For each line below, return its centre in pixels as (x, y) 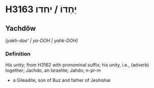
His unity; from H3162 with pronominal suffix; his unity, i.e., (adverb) (77, 65)
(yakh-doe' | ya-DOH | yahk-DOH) (42, 40)
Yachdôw (21, 28)
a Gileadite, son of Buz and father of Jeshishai (62, 80)
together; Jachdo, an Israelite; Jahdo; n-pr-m (53, 71)
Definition (18, 54)
